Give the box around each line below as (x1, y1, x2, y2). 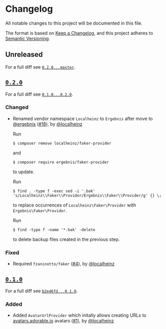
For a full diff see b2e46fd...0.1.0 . (5, 287, 78, 294)
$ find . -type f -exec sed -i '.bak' (12, 188, 96, 194)
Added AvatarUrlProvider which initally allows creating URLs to (12, 312, 147, 318)
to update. (12, 169, 35, 175)
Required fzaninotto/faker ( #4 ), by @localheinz (12, 261, 115, 267)
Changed (5, 104, 29, 111)
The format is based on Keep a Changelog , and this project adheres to (5, 30, 153, 36)
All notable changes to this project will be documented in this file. (5, 20, 143, 26)
